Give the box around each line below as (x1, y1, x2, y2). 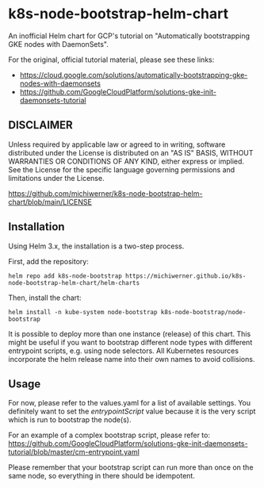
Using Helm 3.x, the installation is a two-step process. (8, 241, 185, 251)
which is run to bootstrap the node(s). (8, 415, 132, 425)
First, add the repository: (8, 256, 89, 266)
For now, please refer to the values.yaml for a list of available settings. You (8, 398, 251, 408)
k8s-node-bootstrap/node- (160, 308, 247, 316)
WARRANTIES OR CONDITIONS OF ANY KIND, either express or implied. (8, 156, 244, 166)
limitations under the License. (8, 173, 105, 183)
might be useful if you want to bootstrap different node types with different (8, 337, 253, 347)
